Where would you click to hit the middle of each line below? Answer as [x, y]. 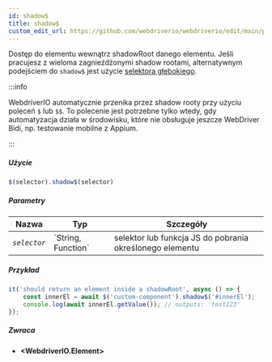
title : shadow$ [34, 23]
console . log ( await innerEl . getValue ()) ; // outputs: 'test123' [132, 305]
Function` [72, 248]
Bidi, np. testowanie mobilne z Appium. [73, 128]
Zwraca [22, 330]
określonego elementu [157, 248]
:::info [18, 87]
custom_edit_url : [38, 31]
